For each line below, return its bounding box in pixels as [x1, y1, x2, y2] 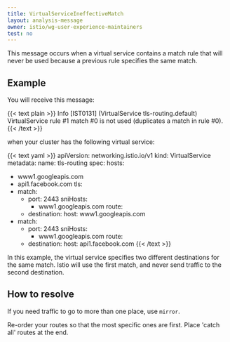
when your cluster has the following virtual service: [7, 138, 155, 146]
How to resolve [7, 289, 75, 301]
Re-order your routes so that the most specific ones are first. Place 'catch [7, 320, 220, 329]
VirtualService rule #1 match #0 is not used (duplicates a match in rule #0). [7, 117, 223, 125]
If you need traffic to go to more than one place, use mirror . [7, 307, 180, 315]
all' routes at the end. [7, 328, 69, 336]
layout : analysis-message [7, 17, 83, 24]
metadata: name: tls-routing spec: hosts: [7, 159, 125, 167]
